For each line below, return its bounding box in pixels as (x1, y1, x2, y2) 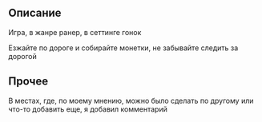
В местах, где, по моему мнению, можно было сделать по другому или (8, 96, 254, 105)
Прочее (8, 75, 49, 89)
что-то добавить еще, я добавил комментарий (8, 104, 168, 114)
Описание (8, 6, 62, 20)
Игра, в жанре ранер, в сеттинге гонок (8, 27, 142, 37)
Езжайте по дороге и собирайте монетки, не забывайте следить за (8, 43, 239, 53)
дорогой (8, 51, 38, 61)
